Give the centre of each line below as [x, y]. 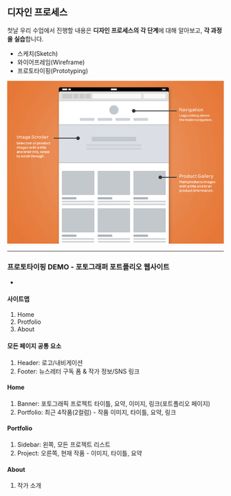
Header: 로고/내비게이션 [50, 362]
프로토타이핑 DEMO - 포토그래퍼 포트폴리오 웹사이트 [88, 267]
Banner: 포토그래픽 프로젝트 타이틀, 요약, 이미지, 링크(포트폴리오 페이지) [114, 403]
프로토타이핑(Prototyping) [53, 70]
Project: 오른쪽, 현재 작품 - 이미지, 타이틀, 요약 [79, 453]
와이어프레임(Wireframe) [51, 62]
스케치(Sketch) [37, 53]
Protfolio [29, 322]
